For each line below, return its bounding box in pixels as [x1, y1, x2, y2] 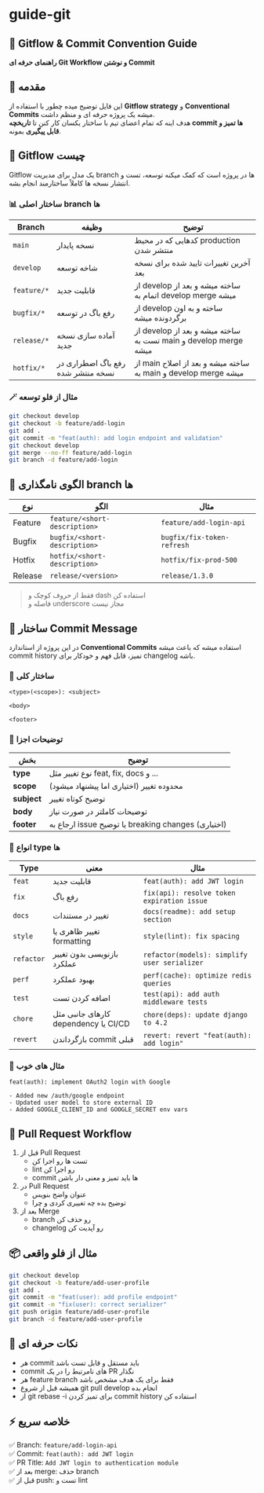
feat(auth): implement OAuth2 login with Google [9, 1078, 171, 1086]
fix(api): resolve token [143, 888, 236, 897]
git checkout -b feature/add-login [9, 420, 125, 427]
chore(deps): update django [143, 1010, 248, 1019]
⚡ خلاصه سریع [9, 1415, 71, 1429]
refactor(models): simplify [143, 950, 248, 959]
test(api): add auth [143, 989, 220, 999]
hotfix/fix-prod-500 [161, 556, 238, 565]
